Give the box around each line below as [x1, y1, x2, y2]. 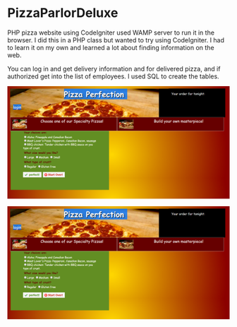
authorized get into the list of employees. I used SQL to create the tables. [7, 72, 220, 81]
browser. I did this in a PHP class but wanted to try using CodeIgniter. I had [7, 35, 224, 44]
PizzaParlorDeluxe [7, 5, 119, 21]
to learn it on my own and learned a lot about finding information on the [7, 43, 214, 52]
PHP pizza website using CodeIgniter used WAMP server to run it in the [7, 28, 215, 37]
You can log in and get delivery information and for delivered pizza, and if [7, 64, 221, 73]
